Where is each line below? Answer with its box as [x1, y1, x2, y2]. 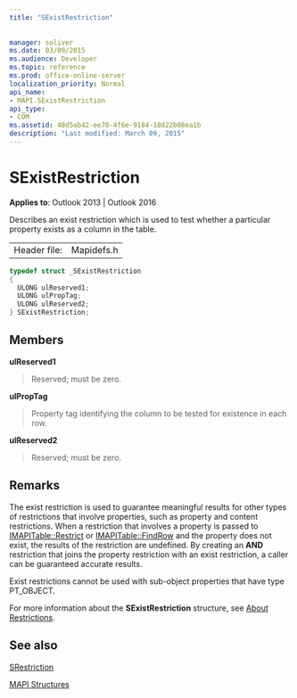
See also [9, 638, 58, 653]
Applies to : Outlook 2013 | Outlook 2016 [9, 197, 157, 208]
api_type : [9, 104, 46, 113]
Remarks [9, 478, 61, 493]
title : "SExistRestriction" [9, 12, 114, 22]
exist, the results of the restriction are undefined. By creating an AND [9, 539, 264, 550]
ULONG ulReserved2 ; [17, 300, 90, 308]
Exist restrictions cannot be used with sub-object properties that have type [9, 576, 285, 587]
